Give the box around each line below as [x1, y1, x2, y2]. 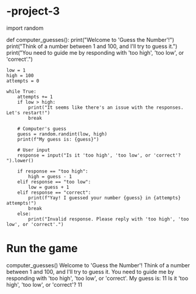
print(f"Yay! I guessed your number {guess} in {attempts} [28, 194, 181, 201]
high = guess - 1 [28, 173, 72, 180]
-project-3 [6, 4, 60, 18]
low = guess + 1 [28, 184, 69, 190]
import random [6, 24, 44, 32]
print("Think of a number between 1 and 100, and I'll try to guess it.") [6, 43, 178, 50]
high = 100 [6, 72, 34, 78]
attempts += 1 [17, 94, 53, 100]
